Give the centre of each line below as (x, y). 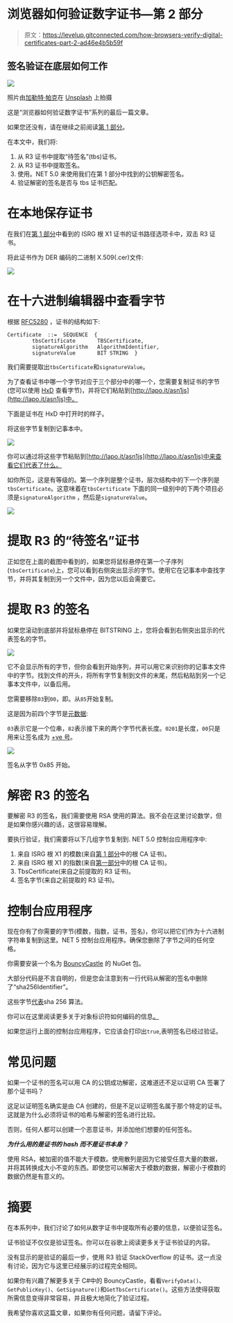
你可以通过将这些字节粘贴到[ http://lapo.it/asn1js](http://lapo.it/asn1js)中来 (112, 456)
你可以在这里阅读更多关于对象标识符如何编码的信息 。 (83, 1016)
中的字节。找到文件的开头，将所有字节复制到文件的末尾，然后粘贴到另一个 (113, 675)
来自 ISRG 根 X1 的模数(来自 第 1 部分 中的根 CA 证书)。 (94, 854)
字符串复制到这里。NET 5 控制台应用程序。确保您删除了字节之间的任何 (108, 940)
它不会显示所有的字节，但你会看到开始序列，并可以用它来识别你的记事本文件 (116, 666)
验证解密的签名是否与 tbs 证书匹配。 (69, 182)
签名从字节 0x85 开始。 (41, 765)
